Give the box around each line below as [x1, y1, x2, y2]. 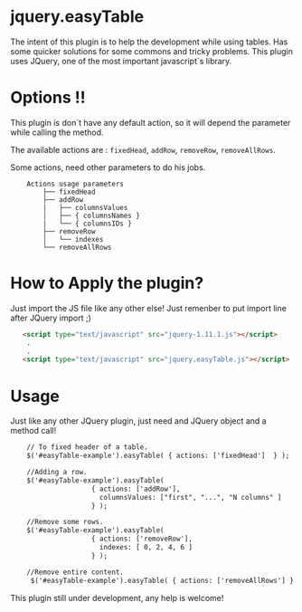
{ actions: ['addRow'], [90, 484, 181, 493]
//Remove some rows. [26, 518, 104, 527]
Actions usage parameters [26, 179, 125, 188]
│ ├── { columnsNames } [42, 211, 141, 220]
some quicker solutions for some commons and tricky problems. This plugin [10, 45, 293, 56]
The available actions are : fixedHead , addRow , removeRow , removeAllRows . [10, 144, 277, 155]
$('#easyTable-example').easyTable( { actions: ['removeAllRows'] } [30, 576, 295, 585]
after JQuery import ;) [10, 312, 91, 323]
